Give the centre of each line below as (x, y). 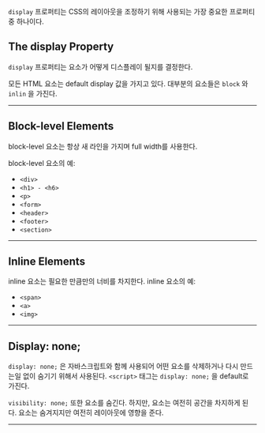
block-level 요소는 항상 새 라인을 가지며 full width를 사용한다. (103, 146)
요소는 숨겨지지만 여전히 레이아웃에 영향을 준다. (91, 412)
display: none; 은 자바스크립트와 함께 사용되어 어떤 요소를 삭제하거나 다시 (123, 367)
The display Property (61, 47)
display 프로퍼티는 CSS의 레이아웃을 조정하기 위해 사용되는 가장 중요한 (118, 11)
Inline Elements (47, 262)
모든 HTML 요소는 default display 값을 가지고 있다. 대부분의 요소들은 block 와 (128, 83)
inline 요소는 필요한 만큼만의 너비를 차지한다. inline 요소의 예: (102, 281)
